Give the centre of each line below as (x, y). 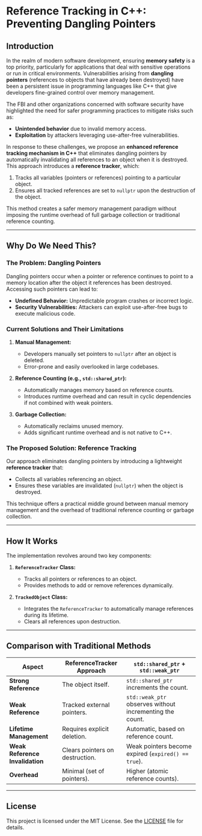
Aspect (33, 667)
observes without (151, 704)
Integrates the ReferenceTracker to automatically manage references (109, 609)
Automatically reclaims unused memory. (74, 426)
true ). (134, 761)
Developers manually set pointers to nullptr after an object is (100, 354)
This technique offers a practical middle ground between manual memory (97, 504)
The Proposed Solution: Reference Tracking (72, 448)
